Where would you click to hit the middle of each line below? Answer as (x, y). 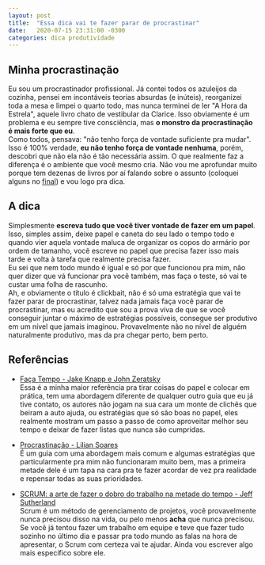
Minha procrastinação (64, 69)
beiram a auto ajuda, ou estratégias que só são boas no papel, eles (129, 412)
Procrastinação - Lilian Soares (69, 445)
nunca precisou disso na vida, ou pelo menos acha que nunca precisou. (137, 519)
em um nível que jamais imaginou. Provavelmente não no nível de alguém (128, 326)
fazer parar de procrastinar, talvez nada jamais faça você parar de (116, 301)
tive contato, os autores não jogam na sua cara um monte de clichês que (138, 404)
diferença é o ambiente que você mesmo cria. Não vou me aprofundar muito (133, 165)
